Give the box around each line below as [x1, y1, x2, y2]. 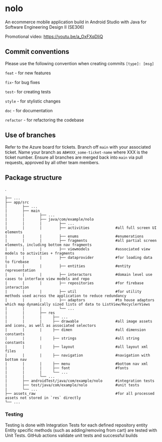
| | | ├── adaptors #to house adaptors [5, 298, 155, 303]
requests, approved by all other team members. [5, 159, 100, 165]
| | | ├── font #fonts [5, 366, 129, 371]
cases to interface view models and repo [5, 276, 90, 282]
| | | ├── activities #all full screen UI [5, 225, 157, 231]
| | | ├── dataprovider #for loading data [5, 255, 152, 260]
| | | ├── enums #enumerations [5, 234, 144, 239]
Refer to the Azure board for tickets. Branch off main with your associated [5, 144, 151, 150]
